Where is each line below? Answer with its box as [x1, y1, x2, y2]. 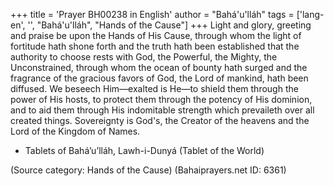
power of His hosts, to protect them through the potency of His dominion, [10, 94, 313, 105]
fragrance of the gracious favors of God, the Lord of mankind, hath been [10, 72, 309, 84]
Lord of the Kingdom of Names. [10, 125, 141, 137]
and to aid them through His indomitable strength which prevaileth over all [10, 104, 315, 116]
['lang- [296, 9, 325, 20]
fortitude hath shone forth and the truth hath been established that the [10, 40, 300, 52]
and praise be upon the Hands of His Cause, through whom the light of [10, 30, 302, 41]
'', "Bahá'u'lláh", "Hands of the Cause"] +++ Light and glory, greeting [27, 19, 312, 31]
